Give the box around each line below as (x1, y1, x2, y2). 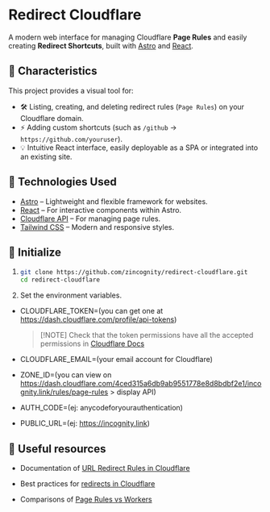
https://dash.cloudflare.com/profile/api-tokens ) (19, 314, 177, 324)
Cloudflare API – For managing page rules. (19, 214, 161, 223)
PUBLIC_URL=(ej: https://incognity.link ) (19, 418, 151, 428)
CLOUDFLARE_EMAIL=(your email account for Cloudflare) (19, 355, 214, 364)
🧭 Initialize (8, 245, 62, 259)
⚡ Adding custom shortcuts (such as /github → (19, 123, 177, 132)
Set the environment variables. (19, 290, 123, 300)
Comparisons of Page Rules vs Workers (19, 494, 152, 504)
